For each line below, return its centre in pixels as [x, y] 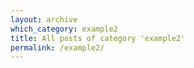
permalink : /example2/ [57, 47]
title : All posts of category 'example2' [98, 38]
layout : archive [44, 19]
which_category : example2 [64, 29]
